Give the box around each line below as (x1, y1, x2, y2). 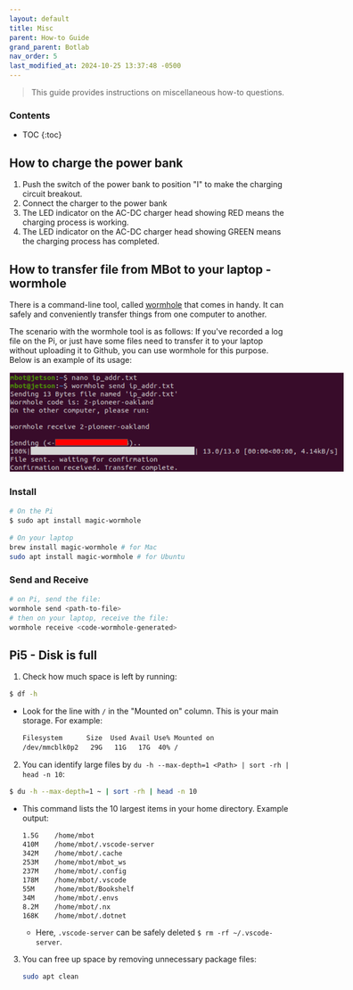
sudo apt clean (21, 972, 79, 981)
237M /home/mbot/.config (21, 866, 127, 876)
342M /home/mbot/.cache (21, 848, 123, 858)
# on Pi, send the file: (9, 595, 102, 604)
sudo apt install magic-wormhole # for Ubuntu (9, 552, 185, 561)
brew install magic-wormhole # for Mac (9, 542, 158, 552)
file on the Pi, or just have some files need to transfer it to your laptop (9, 335, 264, 346)
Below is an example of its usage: (9, 354, 132, 365)
